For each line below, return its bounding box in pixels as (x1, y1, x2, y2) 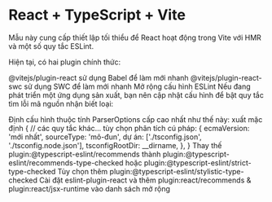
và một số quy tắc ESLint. (8, 41, 94, 50)
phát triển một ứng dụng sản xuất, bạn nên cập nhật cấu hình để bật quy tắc (8, 90, 265, 99)
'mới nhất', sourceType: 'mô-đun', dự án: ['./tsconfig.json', (8, 132, 202, 142)
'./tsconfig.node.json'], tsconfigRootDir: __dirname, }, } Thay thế (8, 140, 222, 150)
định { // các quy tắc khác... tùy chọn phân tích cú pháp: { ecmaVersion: (8, 123, 250, 133)
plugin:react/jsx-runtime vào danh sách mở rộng (8, 183, 171, 193)
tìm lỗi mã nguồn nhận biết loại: (8, 99, 114, 108)
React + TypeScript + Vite (8, 6, 186, 24)
